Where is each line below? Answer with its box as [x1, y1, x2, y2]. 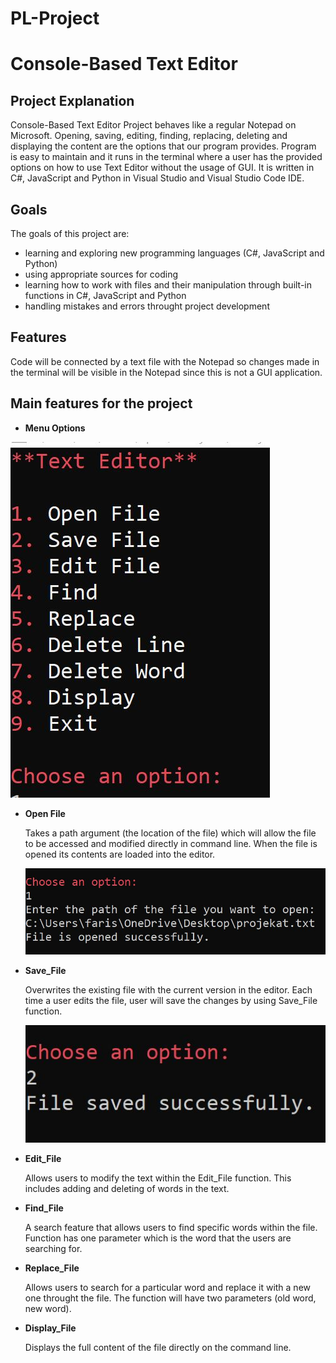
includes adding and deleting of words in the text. [24, 1182, 230, 1194]
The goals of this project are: [10, 228, 130, 239]
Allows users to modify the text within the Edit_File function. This [24, 1172, 292, 1184]
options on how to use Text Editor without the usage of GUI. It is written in [10, 162, 315, 174]
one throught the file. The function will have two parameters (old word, [24, 1292, 317, 1304]
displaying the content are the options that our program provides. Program [10, 140, 317, 152]
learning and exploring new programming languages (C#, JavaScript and [24, 247, 325, 259]
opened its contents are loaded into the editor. [24, 848, 216, 860]
